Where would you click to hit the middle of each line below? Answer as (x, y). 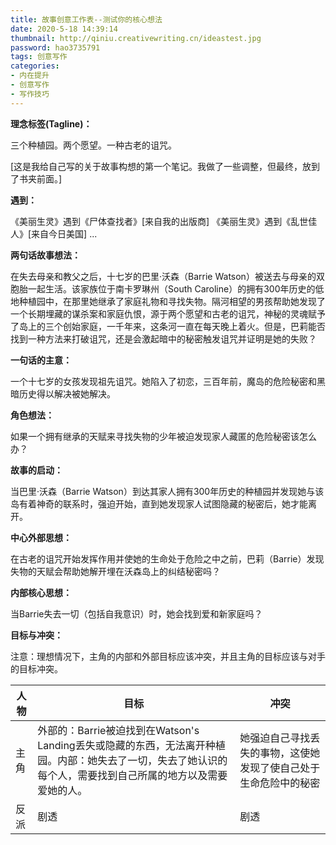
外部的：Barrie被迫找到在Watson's (118, 730)
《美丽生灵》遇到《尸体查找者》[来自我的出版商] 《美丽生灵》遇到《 (151, 221)
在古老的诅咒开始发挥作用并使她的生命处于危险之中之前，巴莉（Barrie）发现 (167, 558)
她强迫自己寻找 (275, 738)
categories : (35, 66)
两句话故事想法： (45, 255)
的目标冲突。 (36, 668)
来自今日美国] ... (64, 233)
